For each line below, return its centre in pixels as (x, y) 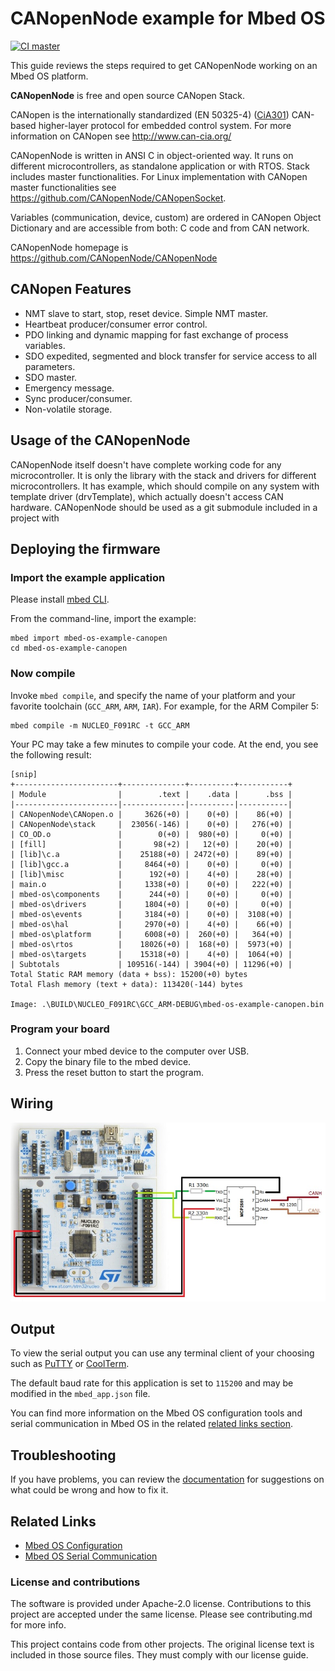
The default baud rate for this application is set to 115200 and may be (152, 1383)
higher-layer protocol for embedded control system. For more (165, 125)
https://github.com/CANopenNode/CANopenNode (114, 258)
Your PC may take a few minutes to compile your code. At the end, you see (164, 744)
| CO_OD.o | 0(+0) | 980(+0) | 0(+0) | (151, 834)
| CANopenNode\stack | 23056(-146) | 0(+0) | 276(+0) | (151, 824)
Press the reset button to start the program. (114, 1072)
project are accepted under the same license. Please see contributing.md (161, 1614)
